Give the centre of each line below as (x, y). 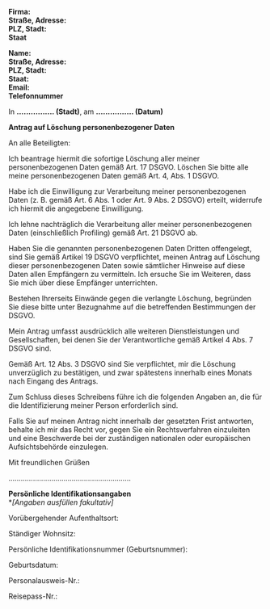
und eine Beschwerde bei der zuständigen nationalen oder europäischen (129, 438)
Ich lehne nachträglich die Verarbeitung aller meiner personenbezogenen (130, 224)
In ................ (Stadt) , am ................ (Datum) (86, 111)
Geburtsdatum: (34, 565)
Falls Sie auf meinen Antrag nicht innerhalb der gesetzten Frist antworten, (131, 421)
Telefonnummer (36, 96)
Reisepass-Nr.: (33, 596)
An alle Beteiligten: (40, 143)
